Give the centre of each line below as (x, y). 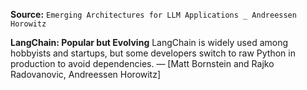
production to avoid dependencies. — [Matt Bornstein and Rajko (142, 63)
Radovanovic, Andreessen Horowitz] (86, 74)
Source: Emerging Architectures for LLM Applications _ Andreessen (153, 14)
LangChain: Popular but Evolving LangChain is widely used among (149, 42)
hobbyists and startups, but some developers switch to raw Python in (153, 53)
